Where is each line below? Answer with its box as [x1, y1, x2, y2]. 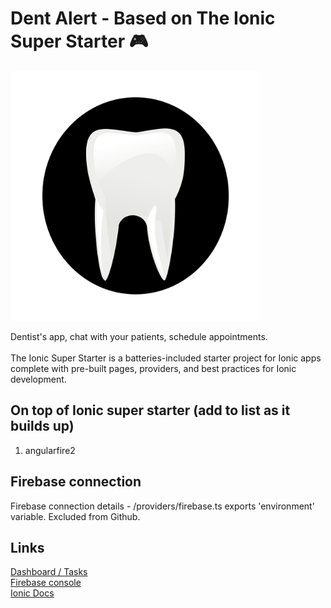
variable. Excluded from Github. [10, 510, 141, 522]
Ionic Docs [10, 587, 55, 599]
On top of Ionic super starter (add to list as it [10, 402, 291, 419]
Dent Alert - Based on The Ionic [10, 7, 276, 30]
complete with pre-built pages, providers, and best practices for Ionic [10, 362, 297, 374]
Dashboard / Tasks [10, 566, 88, 578]
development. [10, 373, 67, 385]
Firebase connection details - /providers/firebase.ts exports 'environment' [10, 500, 315, 512]
